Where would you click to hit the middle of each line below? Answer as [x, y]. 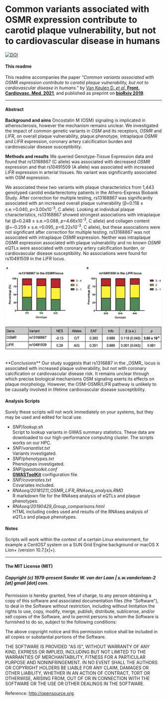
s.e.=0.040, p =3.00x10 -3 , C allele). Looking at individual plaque [70, 209]
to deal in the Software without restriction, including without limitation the [80, 606]
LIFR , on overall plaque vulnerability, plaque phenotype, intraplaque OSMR [81, 136]
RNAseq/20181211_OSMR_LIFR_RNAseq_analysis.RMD [68, 491]
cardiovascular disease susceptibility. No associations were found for [76, 253]
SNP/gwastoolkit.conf [35, 469]
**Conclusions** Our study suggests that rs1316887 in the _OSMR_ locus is [83, 363]
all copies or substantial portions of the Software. [55, 637]
